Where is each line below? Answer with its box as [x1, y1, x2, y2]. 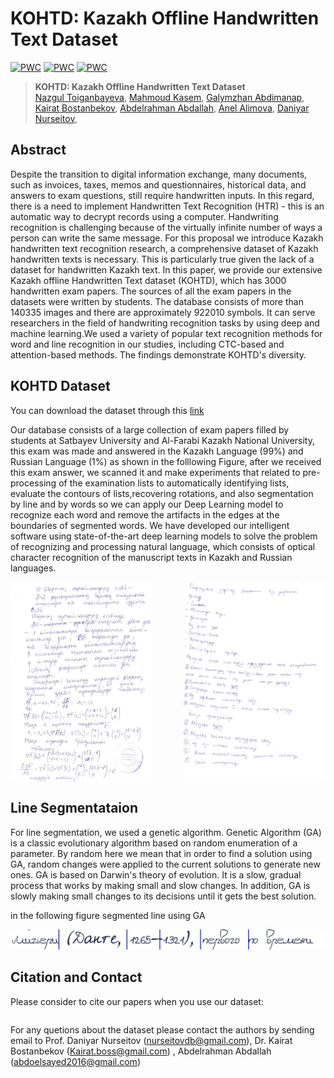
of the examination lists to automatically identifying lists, [58, 477, 290, 489]
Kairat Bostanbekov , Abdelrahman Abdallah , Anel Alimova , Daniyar [34, 102, 310, 114]
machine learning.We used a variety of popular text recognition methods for [10, 327, 323, 339]
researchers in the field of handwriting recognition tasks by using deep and [10, 317, 320, 329]
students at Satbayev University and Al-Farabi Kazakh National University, [10, 434, 315, 446]
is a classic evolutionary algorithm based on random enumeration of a [10, 837, 298, 849]
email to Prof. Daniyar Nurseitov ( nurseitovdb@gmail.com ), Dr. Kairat [10, 1034, 293, 1046]
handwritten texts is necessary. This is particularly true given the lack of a [10, 253, 315, 265]
